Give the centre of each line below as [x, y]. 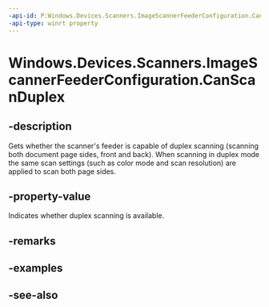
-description [40, 126]
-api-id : [23, 16]
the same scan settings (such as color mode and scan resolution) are [122, 163]
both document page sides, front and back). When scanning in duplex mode [134, 154]
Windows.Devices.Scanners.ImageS [133, 63]
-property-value [50, 196]
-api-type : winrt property [53, 23]
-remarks [32, 241]
